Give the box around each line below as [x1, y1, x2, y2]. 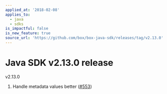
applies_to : [5, 12, 30, 17]
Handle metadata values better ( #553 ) [12, 83, 92, 89]
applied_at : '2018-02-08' [5, 7, 60, 13]
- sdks [10, 21, 24, 27]
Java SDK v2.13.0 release [5, 57, 114, 68]
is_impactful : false [5, 26, 49, 31]
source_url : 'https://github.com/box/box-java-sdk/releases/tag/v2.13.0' [5, 36, 164, 41]
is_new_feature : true [5, 31, 51, 36]
